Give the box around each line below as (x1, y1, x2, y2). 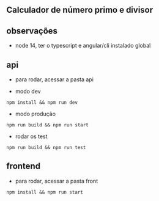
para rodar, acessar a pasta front (15, 177, 98, 185)
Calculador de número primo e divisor (6, 5, 153, 15)
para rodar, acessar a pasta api (15, 76, 94, 83)
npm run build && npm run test (6, 145, 86, 151)
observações (6, 26, 58, 36)
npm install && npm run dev (6, 100, 78, 106)
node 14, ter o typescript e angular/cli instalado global (15, 42, 151, 49)
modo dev (15, 88, 41, 95)
